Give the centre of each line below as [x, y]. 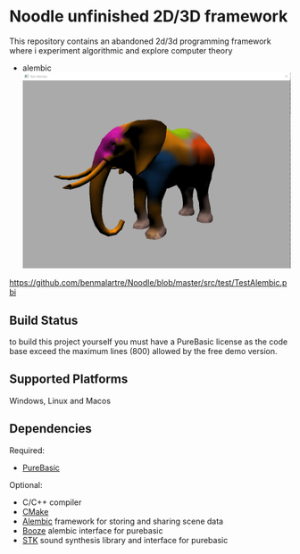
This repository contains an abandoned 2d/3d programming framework [140, 41]
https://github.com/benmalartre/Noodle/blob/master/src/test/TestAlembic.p [148, 283]
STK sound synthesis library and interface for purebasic [125, 540]
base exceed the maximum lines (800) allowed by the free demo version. [143, 351]
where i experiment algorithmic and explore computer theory [121, 50]
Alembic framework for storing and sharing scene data [123, 521]
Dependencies [50, 429]
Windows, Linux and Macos [60, 401]
